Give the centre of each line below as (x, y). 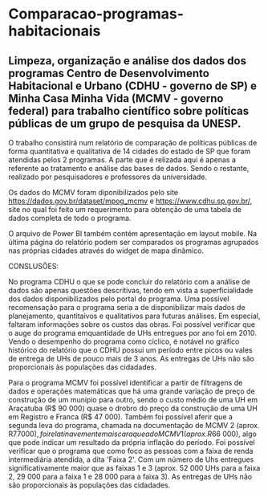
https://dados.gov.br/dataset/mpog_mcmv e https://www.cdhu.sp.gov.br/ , (130, 201)
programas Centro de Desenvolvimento (109, 73)
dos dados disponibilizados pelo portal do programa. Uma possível (119, 299)
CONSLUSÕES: (33, 266)
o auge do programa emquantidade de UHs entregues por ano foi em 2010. (132, 333)
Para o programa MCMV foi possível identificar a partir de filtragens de (126, 383)
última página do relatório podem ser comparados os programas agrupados (134, 242)
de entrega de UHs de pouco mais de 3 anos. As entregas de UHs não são (132, 359)
